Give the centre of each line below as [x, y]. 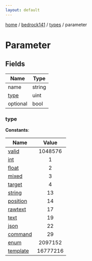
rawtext [17, 209]
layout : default [22, 10]
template [18, 251]
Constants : [17, 130]
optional [18, 104]
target [15, 184]
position [17, 201]
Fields [15, 64]
